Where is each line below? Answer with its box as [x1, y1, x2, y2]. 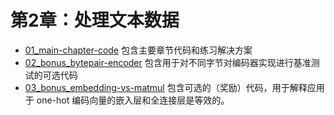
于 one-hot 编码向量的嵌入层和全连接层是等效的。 [24, 94, 230, 106]
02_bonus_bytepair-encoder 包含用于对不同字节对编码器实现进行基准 [24, 56, 312, 68]
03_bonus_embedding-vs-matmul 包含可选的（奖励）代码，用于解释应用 [24, 81, 325, 93]
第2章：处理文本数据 [10, 9, 180, 32]
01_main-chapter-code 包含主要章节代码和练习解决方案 [24, 44, 253, 56]
